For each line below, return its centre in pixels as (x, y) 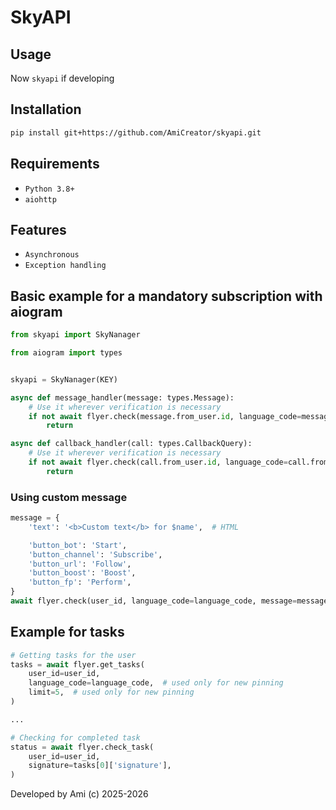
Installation (46, 109)
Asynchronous (52, 255)
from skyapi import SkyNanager (75, 335)
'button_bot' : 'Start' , (78, 545)
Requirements (55, 164)
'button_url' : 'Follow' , (80, 564)
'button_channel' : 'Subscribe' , (95, 554)
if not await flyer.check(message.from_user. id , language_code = (165, 416)
